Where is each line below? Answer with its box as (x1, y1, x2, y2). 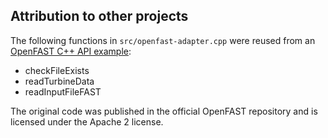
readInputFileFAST (24, 85, 102, 98)
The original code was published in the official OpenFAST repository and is (10, 105, 318, 117)
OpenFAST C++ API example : (10, 45, 132, 57)
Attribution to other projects (10, 8, 189, 25)
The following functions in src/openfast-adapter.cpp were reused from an (10, 34, 316, 46)
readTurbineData (24, 75, 95, 87)
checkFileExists (24, 64, 90, 76)
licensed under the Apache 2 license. (10, 115, 164, 128)
